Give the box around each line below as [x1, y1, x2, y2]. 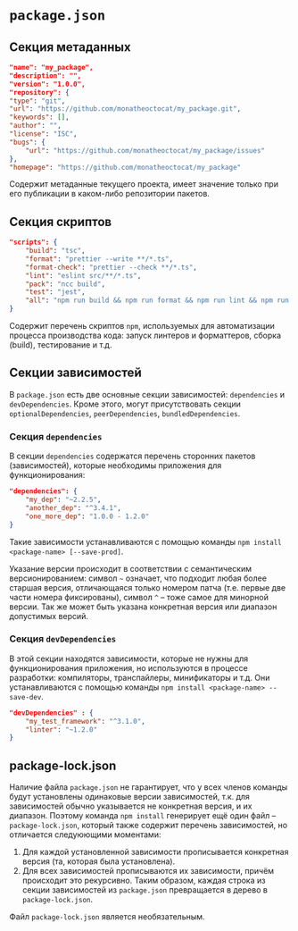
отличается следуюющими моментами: [9, 829, 161, 840]
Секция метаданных [9, 39, 131, 55]
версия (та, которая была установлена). [21, 856, 176, 867]
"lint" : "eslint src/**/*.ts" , [25, 271, 142, 280]
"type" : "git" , [9, 96, 66, 105]
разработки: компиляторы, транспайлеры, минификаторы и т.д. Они [9, 672, 270, 683]
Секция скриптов [9, 214, 112, 230]
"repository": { [9, 88, 70, 96]
